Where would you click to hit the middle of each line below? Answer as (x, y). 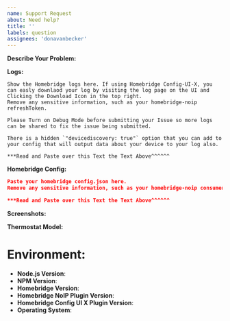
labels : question (32, 33)
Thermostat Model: (35, 226)
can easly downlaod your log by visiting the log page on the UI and (108, 91)
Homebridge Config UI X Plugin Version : (75, 302)
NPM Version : (37, 281)
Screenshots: (27, 213)
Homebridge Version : (48, 288)
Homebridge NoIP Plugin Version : (66, 295)
